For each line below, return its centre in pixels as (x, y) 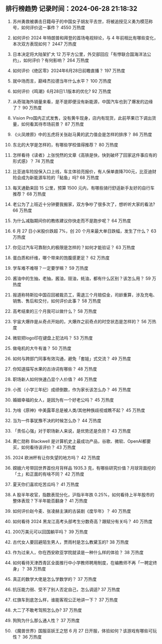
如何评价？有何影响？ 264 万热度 (56, 60)
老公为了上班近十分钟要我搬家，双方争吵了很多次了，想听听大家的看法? (84, 204)
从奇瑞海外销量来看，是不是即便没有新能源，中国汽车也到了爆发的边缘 (83, 102)
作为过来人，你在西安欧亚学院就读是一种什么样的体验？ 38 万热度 (78, 552)
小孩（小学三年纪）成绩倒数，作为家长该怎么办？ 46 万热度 (72, 389)
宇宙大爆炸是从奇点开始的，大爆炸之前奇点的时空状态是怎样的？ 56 (80, 321)
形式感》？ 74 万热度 (33, 161)
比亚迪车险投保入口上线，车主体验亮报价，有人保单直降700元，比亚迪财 (84, 171)
